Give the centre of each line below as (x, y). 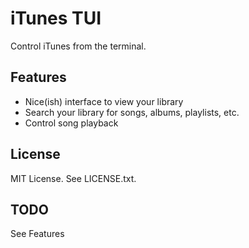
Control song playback (71, 123)
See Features (37, 234)
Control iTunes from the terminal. (78, 46)
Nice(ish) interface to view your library (104, 101)
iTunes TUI (56, 18)
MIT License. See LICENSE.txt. (73, 178)
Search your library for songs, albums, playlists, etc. (132, 112)
